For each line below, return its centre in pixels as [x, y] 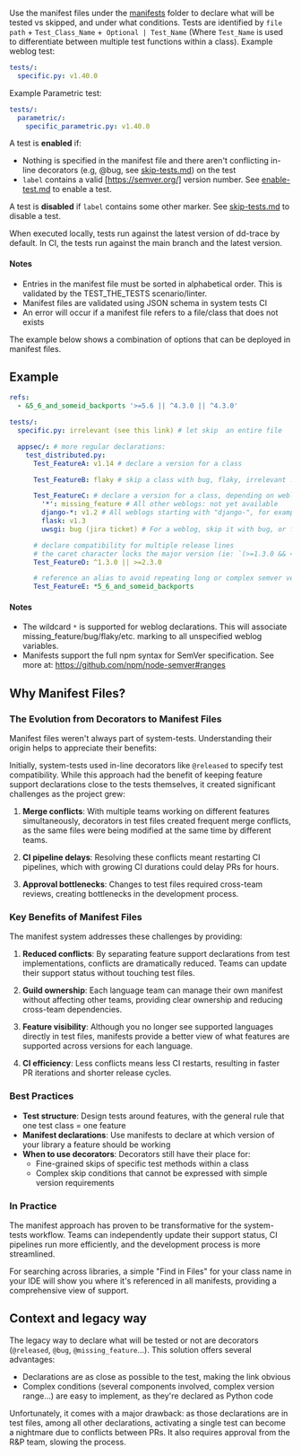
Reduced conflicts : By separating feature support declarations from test [156, 954]
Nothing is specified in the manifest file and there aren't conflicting [145, 161]
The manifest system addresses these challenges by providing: [126, 936]
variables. [40, 646]
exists [33, 321]
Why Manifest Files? [68, 693]
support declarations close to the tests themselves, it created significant [142, 785]
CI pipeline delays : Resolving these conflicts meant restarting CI [141, 857]
